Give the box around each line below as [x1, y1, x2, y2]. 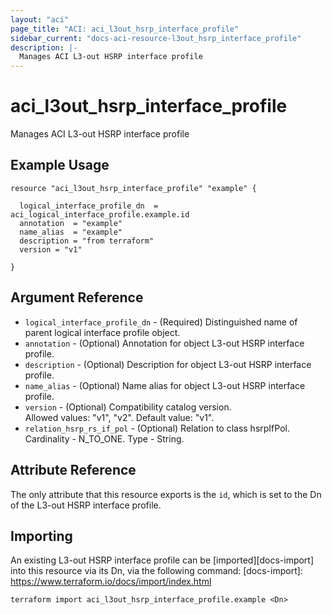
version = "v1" [19, 244, 83, 255]
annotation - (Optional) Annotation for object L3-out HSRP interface [24, 337, 305, 349]
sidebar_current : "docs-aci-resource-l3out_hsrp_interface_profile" [10, 33, 302, 43]
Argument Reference [10, 289, 144, 306]
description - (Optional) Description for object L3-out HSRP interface [24, 358, 312, 370]
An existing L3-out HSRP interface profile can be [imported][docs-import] [10, 554, 315, 566]
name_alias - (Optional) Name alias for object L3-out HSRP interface [24, 379, 306, 391]
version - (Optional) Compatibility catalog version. [24, 401, 232, 413]
